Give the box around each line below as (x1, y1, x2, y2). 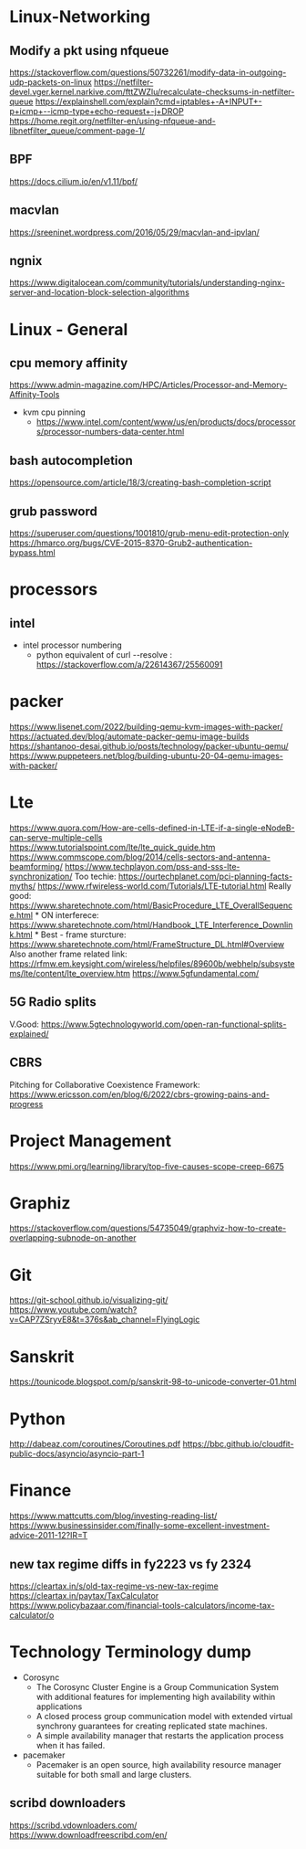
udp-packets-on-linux (9, 77, 93, 88)
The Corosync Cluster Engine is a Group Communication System (36, 1681, 280, 1692)
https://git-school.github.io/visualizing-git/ (9, 1294, 168, 1305)
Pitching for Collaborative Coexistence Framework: (9, 1079, 200, 1090)
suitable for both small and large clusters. (36, 1769, 192, 1780)
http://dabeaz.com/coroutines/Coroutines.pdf (9, 1439, 181, 1450)
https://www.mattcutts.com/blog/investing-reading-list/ (9, 1510, 218, 1522)
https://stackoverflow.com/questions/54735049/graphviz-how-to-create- (9, 1222, 287, 1234)
